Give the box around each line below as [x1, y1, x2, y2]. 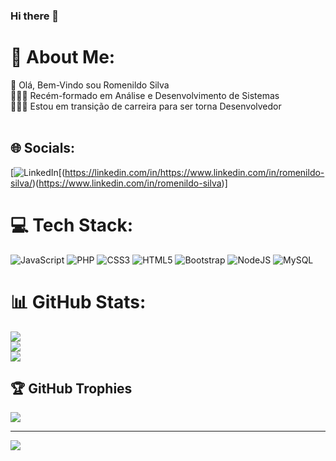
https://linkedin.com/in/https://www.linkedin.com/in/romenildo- [64, 166, 325, 178]
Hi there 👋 [10, 9, 60, 23]
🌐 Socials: [10, 140, 76, 157]
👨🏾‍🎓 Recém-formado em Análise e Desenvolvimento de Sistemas [10, 89, 280, 101]
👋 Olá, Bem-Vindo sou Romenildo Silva [10, 79, 170, 91]
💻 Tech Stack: [10, 214, 134, 236]
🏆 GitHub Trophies [10, 380, 133, 397]
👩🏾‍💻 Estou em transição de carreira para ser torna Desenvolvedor [10, 100, 282, 112]
